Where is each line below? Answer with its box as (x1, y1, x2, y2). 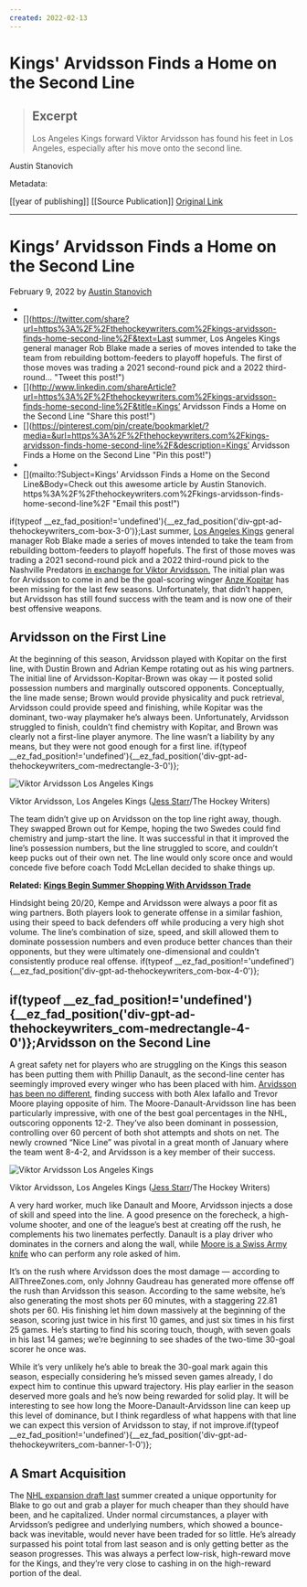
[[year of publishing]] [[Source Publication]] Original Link (9, 196, 224, 207)
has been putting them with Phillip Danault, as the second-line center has (9, 1069, 285, 1080)
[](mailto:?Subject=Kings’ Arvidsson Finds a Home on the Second (22, 468, 270, 480)
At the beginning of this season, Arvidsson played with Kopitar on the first (9, 654, 288, 665)
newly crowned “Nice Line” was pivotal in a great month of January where (9, 1137, 290, 1148)
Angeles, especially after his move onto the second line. (31, 143, 243, 154)
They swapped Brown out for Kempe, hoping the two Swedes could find (9, 824, 281, 835)
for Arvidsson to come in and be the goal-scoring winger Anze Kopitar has (9, 573, 290, 585)
